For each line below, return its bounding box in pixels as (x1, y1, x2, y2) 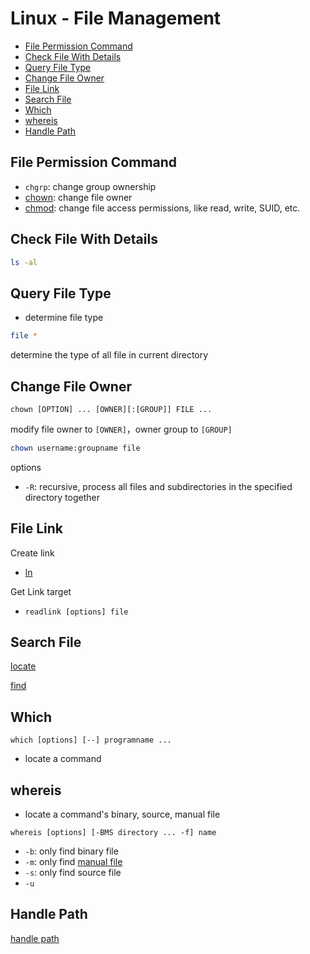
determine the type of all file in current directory (10, 349, 209, 361)
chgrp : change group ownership (24, 180, 157, 192)
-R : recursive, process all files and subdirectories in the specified (24, 480, 293, 492)
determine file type (24, 312, 104, 324)
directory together (24, 491, 100, 503)
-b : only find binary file (24, 845, 119, 857)
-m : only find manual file (24, 856, 123, 868)
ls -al (10, 257, 38, 267)
